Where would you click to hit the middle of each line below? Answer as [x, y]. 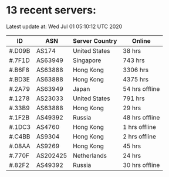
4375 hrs [136, 79]
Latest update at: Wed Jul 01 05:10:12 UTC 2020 [64, 26]
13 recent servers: [51, 10]
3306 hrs [136, 70]
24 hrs [132, 155]
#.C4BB [20, 137]
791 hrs [134, 98]
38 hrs [132, 50]
